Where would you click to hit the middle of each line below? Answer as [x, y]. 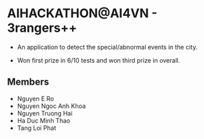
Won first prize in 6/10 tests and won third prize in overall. [99, 60]
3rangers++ [42, 28]
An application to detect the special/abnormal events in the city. [107, 47]
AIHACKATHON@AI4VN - [82, 13]
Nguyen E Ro [35, 98]
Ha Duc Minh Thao [44, 120]
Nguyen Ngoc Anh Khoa [51, 106]
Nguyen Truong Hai [45, 113]
